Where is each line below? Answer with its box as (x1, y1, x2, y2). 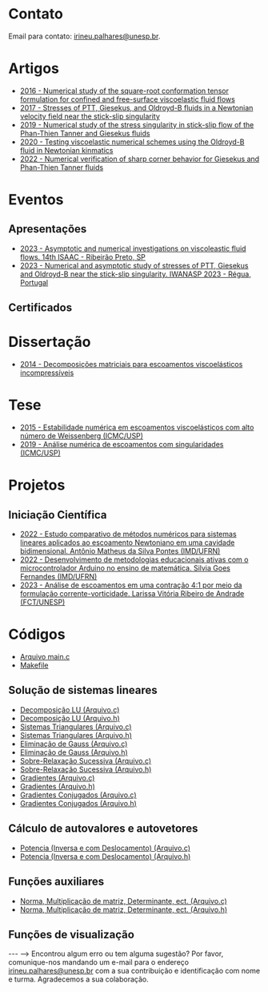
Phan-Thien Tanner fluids (19, 162, 104, 172)
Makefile (19, 660, 49, 670)
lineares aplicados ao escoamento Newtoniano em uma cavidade (19, 538, 235, 547)
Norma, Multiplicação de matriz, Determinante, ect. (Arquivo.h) (19, 905, 228, 914)
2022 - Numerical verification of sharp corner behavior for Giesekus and (19, 154, 260, 163)
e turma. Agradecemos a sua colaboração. (8, 974, 150, 984)
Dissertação (8, 333, 91, 351)
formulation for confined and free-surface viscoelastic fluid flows (19, 94, 236, 104)
